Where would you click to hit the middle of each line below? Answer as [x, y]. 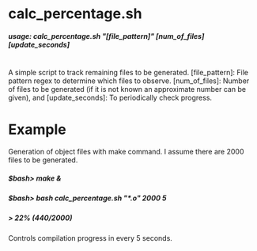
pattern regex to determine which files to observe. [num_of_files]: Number [129, 81]
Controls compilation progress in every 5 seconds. [90, 238]
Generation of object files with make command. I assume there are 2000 [126, 151]
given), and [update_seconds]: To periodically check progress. [110, 97]
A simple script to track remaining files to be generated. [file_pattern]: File [128, 72]
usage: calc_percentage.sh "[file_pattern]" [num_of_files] [106, 36]
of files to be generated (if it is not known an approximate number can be [127, 89]
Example [37, 129]
